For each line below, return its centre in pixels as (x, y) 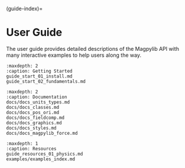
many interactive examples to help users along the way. (74, 55)
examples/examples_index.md (41, 159)
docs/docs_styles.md (32, 128)
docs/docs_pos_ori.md (33, 112)
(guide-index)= (25, 9)
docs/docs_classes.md (33, 107)
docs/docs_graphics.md (34, 123)
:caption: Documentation (37, 97)
